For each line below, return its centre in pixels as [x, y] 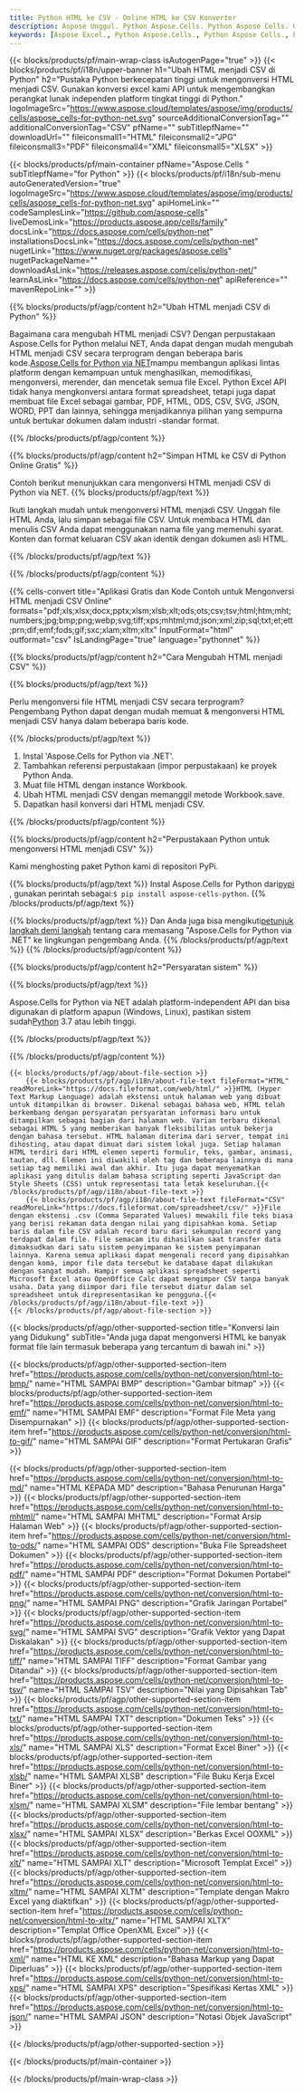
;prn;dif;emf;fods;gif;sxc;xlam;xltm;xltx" [84, 630]
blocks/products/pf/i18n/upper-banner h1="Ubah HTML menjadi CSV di [142, 70]
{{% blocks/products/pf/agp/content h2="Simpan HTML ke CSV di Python [148, 456]
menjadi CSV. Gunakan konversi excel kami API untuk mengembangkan [142, 89]
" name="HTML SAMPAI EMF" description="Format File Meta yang [151, 1412]
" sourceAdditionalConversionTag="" [220, 118]
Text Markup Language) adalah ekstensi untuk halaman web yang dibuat [145, 1097]
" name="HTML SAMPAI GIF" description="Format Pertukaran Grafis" [162, 1441]
